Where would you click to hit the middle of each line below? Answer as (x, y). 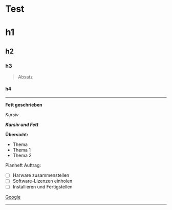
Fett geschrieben (24, 105)
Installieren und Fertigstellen (42, 187)
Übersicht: (17, 135)
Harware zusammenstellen (41, 175)
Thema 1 (22, 150)
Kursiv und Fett (22, 125)
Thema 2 (22, 155)
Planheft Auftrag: (23, 165)
